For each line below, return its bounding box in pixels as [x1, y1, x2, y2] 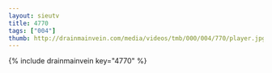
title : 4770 [8, 19, 49, 27]
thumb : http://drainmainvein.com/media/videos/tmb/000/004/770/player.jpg [8, 34, 266, 43]
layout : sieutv [8, 11, 60, 20]
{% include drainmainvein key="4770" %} [8, 56, 147, 66]
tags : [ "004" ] [8, 26, 57, 34]
